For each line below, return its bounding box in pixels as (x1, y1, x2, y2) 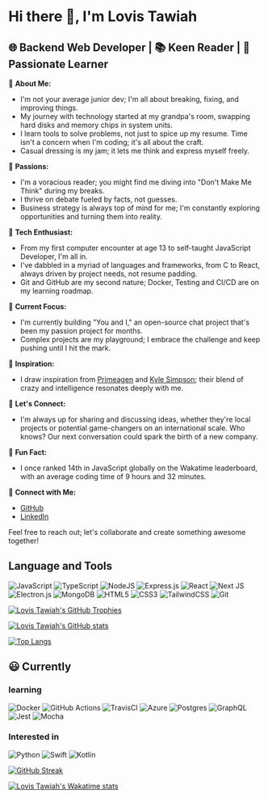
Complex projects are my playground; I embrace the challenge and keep (19, 335, 261, 344)
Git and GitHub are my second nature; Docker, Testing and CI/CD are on (19, 278, 260, 287)
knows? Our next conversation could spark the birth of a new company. (19, 432, 258, 441)
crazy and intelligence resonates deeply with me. (19, 384, 184, 393)
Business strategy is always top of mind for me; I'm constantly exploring (19, 203, 261, 213)
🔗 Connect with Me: (8, 487, 77, 497)
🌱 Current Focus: (8, 302, 67, 311)
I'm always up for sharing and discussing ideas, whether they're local (19, 414, 251, 424)
